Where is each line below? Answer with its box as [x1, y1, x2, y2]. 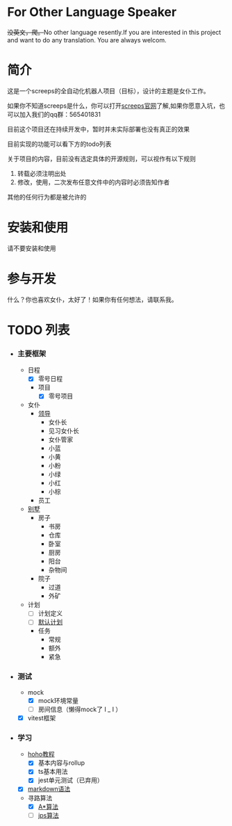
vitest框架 [27, 713, 56, 722]
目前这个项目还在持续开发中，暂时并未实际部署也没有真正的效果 [7, 124, 190, 133]
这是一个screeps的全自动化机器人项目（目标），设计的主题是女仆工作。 [7, 86, 210, 95]
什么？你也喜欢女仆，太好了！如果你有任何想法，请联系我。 [7, 295, 178, 303]
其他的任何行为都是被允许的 [7, 193, 87, 201]
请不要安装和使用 [7, 244, 56, 252]
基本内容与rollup [38, 759, 85, 767]
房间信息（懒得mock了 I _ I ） [38, 705, 122, 713]
